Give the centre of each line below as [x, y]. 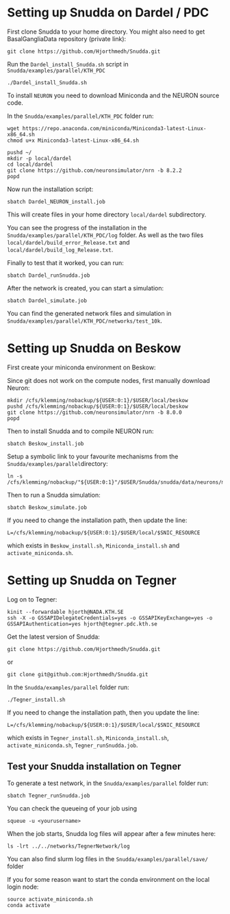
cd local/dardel [30, 164]
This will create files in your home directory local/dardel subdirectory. [107, 214]
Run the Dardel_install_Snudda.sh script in [68, 64]
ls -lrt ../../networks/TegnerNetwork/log [68, 846]
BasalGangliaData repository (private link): [67, 38]
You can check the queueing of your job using [72, 808]
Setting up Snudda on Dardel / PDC [108, 13]
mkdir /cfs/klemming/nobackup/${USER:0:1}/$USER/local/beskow [98, 400]
